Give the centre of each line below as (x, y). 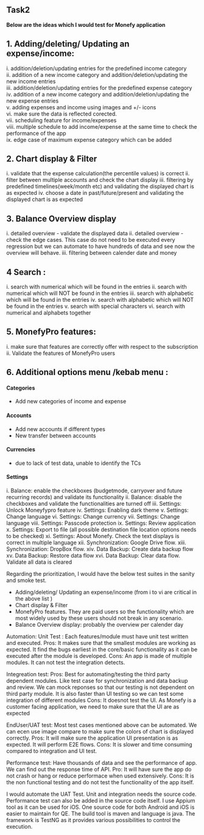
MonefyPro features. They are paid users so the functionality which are (104, 612)
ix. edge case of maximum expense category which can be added (89, 139)
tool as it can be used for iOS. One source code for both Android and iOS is (100, 807)
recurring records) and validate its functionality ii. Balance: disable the (94, 497)
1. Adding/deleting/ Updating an (68, 44)
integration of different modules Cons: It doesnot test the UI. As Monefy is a (101, 700)
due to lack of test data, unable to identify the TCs (78, 463)
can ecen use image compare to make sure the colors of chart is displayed (100, 732)
